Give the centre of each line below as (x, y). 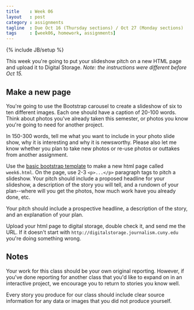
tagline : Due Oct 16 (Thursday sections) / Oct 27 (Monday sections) (95, 28)
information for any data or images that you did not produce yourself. (89, 301)
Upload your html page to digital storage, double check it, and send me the (96, 226)
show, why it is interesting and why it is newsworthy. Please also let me (91, 142)
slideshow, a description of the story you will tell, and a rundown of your (92, 184)
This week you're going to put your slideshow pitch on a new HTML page (94, 61)
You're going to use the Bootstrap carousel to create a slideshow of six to (94, 106)
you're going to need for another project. (55, 125)
